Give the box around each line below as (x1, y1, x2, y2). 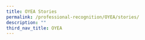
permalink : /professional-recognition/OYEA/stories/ (6, 14, 140, 20)
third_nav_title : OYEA (6, 25, 62, 31)
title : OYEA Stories (6, 8, 58, 15)
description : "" (6, 19, 46, 25)
